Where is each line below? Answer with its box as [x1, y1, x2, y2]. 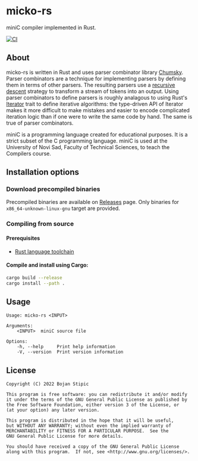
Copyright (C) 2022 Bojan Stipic [6, 381, 89, 387]
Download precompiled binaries [6, 185, 100, 193]
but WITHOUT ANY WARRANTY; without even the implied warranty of [6, 423, 171, 429]
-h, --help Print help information [17, 344, 116, 350]
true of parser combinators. [6, 119, 74, 126]
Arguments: [6, 323, 33, 329]
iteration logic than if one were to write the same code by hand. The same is [6, 113, 193, 120]
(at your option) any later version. [6, 407, 100, 413]
